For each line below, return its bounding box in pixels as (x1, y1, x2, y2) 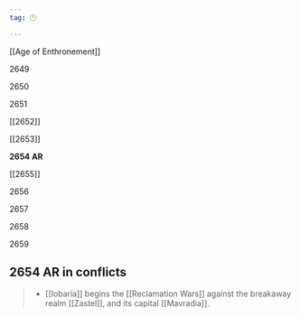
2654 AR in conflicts (9, 265, 127, 280)
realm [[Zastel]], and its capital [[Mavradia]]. (44, 298, 211, 309)
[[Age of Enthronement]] (9, 46, 101, 57)
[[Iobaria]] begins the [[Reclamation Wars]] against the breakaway (44, 288, 292, 299)
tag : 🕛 (9, 13, 37, 23)
